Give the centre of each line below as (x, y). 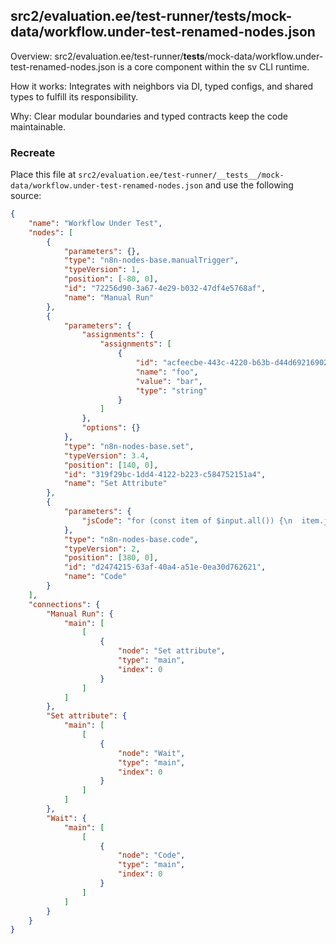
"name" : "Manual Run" (109, 297)
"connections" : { (64, 604)
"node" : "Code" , (151, 855)
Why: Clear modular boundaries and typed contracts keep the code (149, 116)
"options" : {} (111, 428)
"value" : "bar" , (169, 381)
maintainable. (38, 126)
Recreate (33, 152)
